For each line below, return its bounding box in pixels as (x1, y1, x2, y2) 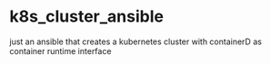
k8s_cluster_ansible (9, 6, 164, 27)
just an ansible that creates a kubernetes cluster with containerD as (9, 36, 262, 47)
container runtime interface (9, 45, 112, 56)
